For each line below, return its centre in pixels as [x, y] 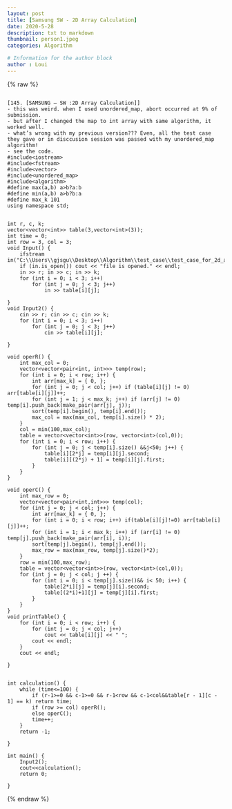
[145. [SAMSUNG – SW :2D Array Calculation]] [74, 103]
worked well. [26, 127]
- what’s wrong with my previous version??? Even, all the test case [109, 133]
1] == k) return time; [40, 701]
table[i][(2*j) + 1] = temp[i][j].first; [105, 459]
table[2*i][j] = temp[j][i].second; [97, 587]
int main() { [26, 756]
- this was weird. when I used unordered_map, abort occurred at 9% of [112, 109]
